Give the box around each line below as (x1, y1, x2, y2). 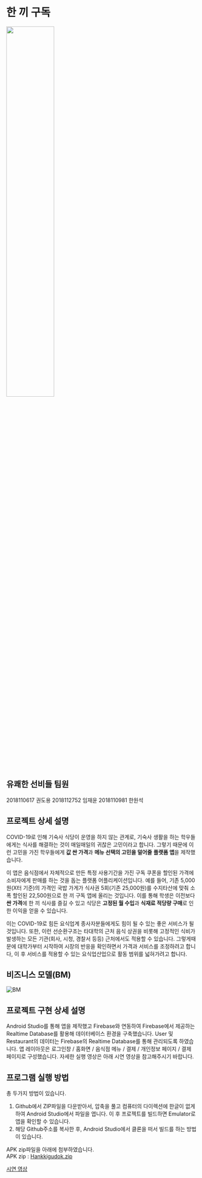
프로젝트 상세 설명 (6, 816, 69, 826)
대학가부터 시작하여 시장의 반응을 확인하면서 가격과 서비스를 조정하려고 (17, 942, 185, 950)
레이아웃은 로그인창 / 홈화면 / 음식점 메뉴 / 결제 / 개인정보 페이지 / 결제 (25, 1046, 192, 1053)
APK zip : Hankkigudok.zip (6, 1152, 73, 1160)
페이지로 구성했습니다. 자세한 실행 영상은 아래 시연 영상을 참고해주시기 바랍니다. (6, 1053, 194, 1060)
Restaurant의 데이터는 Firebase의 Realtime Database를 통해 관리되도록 (6, 1038, 178, 1045)
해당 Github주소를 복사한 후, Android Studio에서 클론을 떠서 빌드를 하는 (15, 1125, 186, 1132)
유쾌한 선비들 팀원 (6, 779, 69, 790)
